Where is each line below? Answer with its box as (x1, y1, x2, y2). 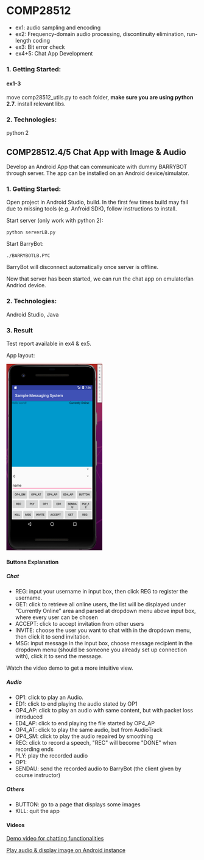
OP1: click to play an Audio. (15, 693, 84, 701)
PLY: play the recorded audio (15, 752, 88, 759)
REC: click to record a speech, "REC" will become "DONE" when (15, 739, 177, 747)
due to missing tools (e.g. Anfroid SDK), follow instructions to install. (6, 205, 177, 212)
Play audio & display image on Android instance (6, 847, 126, 854)
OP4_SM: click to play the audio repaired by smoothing (15, 733, 153, 740)
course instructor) (15, 772, 61, 779)
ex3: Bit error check (15, 43, 65, 51)
